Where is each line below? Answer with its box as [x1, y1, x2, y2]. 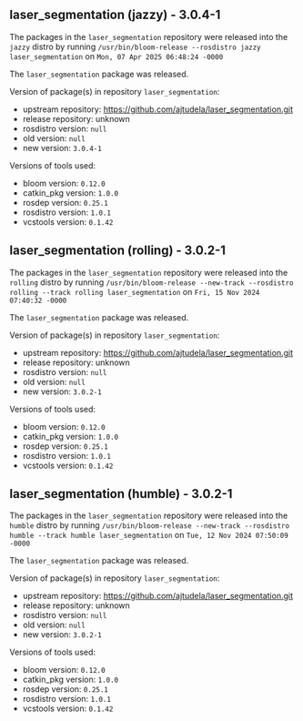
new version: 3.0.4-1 [22, 142, 102, 153]
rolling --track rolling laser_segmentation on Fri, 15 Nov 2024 [9, 286, 260, 297]
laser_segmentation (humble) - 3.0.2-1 [9, 486, 233, 502]
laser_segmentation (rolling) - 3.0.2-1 [9, 243, 226, 259]
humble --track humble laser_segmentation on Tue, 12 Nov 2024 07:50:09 [9, 530, 288, 541]
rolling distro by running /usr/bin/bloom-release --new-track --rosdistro [9, 277, 294, 288]
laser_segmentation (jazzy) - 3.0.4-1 [9, 7, 221, 23]
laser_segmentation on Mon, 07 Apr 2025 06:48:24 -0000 [9, 50, 224, 62]
